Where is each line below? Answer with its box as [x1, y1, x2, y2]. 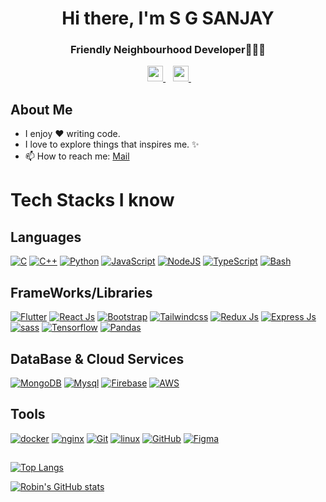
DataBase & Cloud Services [10, 350, 185, 367]
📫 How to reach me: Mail [24, 150, 130, 162]
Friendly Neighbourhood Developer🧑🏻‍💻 [70, 43, 266, 57]
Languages [10, 228, 82, 246]
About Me [10, 101, 73, 118]
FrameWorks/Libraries [10, 284, 153, 301]
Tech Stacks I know [10, 189, 175, 212]
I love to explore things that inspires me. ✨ [24, 138, 200, 151]
